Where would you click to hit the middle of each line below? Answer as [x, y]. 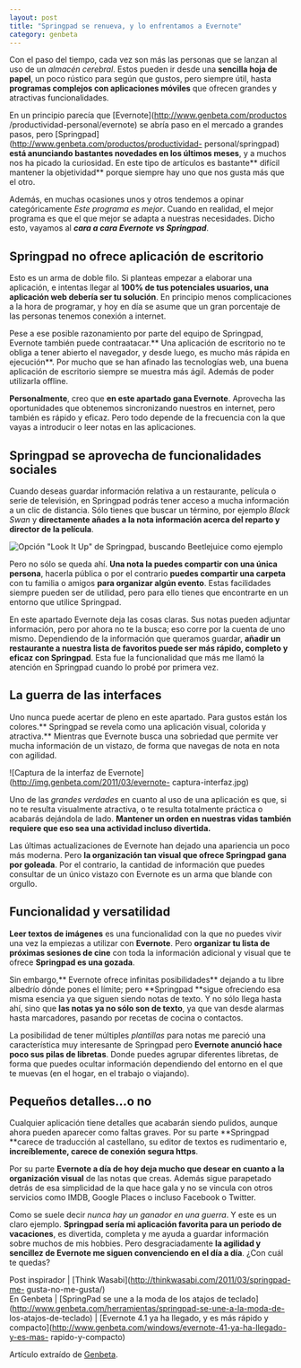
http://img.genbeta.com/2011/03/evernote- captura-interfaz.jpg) [130, 782]
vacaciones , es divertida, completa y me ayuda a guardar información [139, 1234]
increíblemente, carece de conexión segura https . [104, 1152]
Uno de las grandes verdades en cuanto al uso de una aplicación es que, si [148, 799]
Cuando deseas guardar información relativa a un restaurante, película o [143, 491]
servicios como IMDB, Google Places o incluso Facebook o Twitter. [133, 1197]
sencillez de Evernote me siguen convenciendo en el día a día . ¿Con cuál [146, 1253]
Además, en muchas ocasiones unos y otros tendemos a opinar [127, 199]
